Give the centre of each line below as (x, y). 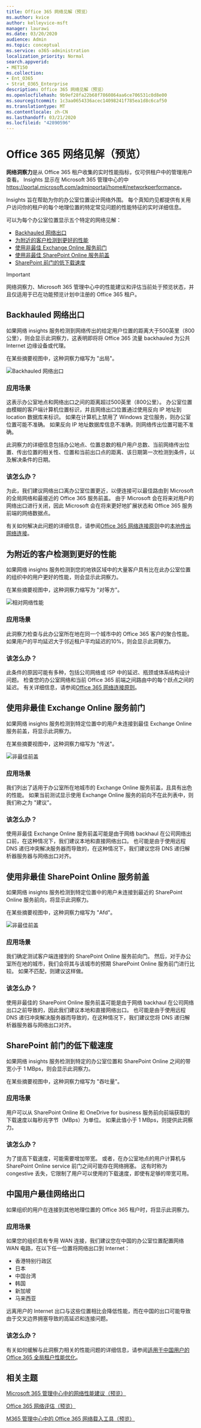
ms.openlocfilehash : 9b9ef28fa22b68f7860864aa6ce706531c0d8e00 (87, 95)
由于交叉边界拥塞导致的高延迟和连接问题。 (59, 1319)
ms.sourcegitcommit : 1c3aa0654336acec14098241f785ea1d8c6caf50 (87, 101)
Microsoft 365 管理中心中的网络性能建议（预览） (66, 1393)
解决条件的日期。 (32, 460)
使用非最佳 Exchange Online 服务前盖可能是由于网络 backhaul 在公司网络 (96, 834)
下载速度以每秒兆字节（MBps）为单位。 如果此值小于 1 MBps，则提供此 (95, 1120)
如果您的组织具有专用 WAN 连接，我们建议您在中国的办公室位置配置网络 (95, 1241)
